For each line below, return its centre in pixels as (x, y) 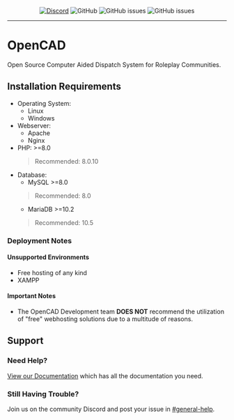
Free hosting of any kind (52, 272)
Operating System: (44, 103)
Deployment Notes (39, 240)
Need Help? (28, 361)
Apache (39, 133)
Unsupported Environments (48, 257)
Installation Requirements (64, 87)
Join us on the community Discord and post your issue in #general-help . (111, 409)
